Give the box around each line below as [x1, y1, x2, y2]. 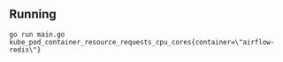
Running [9, 7, 57, 22]
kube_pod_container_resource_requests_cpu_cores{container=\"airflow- [9, 38, 275, 46]
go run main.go [9, 30, 65, 38]
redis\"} [9, 45, 42, 54]
